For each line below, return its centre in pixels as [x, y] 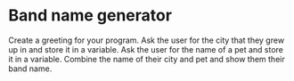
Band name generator [90, 16]
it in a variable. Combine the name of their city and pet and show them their [147, 59]
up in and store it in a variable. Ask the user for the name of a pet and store [146, 49]
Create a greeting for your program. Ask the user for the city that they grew [147, 40]
